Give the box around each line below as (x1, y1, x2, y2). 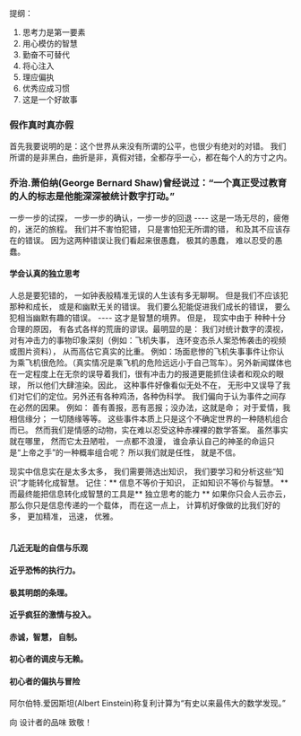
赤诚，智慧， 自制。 (9, 631, 82, 642)
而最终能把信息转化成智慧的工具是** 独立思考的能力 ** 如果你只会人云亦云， (9, 488, 291, 499)
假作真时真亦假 (9, 118, 74, 131)
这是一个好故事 (21, 94, 78, 105)
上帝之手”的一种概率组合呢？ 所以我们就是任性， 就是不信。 (21, 447, 241, 458)
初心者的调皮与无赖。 (9, 653, 88, 664)
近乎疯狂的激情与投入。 (9, 609, 96, 620)
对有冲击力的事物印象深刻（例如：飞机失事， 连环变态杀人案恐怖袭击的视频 (9, 335, 287, 346)
